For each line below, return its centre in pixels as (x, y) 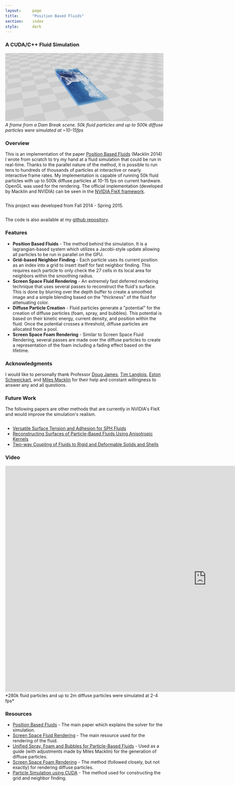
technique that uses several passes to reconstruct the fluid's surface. (84, 286)
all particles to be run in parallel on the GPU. (58, 254)
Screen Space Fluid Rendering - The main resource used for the (79, 735)
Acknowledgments (29, 363)
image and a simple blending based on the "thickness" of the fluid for (84, 297)
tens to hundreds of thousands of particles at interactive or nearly (73, 170)
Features (16, 233)
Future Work (21, 398)
